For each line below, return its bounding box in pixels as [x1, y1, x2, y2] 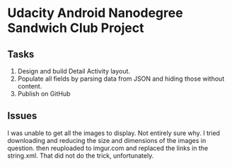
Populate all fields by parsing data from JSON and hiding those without [17, 74, 225, 83]
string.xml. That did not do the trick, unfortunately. [7, 151, 154, 160]
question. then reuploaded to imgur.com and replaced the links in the [7, 144, 209, 152]
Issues [7, 110, 37, 122]
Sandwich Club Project [7, 20, 144, 36]
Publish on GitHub [17, 90, 71, 98]
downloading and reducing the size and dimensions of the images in [7, 136, 207, 144]
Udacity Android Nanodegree [7, 5, 183, 21]
